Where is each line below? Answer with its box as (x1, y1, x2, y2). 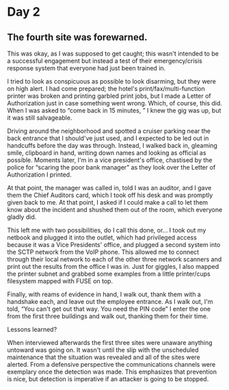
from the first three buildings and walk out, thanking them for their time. (7, 312, 208, 320)
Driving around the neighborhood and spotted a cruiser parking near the (7, 127, 211, 135)
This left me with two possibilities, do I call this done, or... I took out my (7, 226, 206, 234)
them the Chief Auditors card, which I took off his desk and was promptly (7, 191, 213, 199)
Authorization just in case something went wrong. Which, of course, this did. (7, 99, 222, 107)
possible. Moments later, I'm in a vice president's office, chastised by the (7, 156, 213, 164)
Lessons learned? (7, 326, 57, 333)
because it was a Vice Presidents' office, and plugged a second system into (7, 241, 221, 248)
